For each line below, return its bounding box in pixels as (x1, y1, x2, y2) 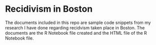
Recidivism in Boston (5, 3, 93, 15)
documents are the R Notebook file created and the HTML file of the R (5, 30, 147, 36)
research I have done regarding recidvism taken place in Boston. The (5, 24, 145, 30)
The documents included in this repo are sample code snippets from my (5, 20, 151, 25)
